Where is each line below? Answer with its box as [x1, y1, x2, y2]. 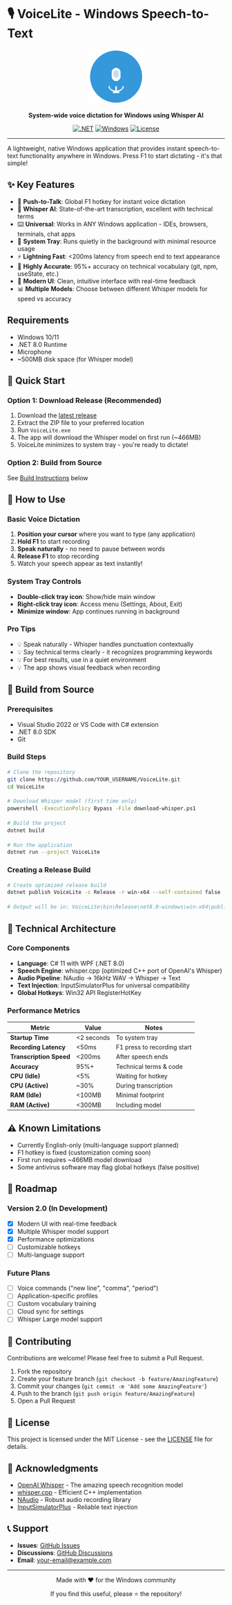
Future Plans [7, 1268, 50, 1278]
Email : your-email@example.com [17, 1556, 112, 1564]
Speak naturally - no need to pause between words [17, 544, 166, 553]
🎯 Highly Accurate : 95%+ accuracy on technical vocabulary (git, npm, [17, 262, 218, 270]
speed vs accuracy [17, 294, 72, 303]
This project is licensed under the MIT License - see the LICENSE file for [7, 1435, 213, 1443]
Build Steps [7, 752, 46, 761]
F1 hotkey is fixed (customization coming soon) [17, 1148, 151, 1157]
